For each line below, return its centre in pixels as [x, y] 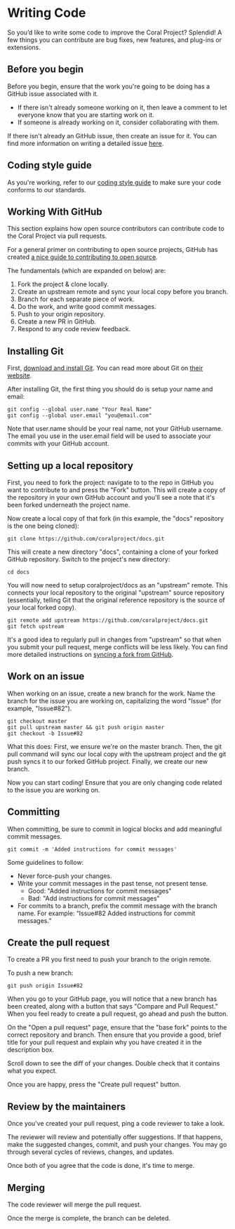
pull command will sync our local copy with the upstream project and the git [117, 754]
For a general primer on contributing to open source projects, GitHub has [113, 250]
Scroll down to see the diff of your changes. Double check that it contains [114, 1063]
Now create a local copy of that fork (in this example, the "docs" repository [116, 518]
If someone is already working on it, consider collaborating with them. [118, 122]
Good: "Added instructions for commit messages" [100, 891]
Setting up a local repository [70, 466]
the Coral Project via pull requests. [57, 236]
